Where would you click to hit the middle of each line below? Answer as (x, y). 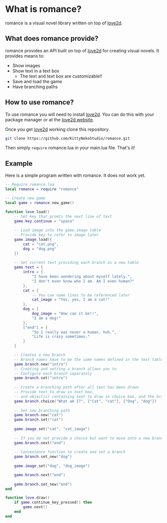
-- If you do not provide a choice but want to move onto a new (82, 438)
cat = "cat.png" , (41, 244)
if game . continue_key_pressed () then (53, 503)
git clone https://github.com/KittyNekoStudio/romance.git (68, 138)
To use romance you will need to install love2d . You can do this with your (80, 114)
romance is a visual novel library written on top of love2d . (64, 23)
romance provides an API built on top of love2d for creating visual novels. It (82, 50)
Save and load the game (37, 81)
